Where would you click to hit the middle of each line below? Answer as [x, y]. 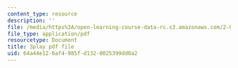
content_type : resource [42, 14]
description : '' [31, 21]
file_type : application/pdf [49, 34]
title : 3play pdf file [41, 47]
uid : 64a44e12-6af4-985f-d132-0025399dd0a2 [73, 54]
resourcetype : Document [42, 40]
